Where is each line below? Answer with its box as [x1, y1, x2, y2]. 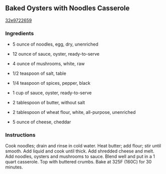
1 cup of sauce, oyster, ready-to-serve [12, 90, 92, 96]
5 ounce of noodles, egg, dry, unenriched [12, 41, 99, 47]
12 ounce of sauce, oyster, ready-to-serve [12, 51, 100, 57]
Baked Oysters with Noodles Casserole [5, 4, 130, 13]
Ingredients [5, 30, 34, 37]
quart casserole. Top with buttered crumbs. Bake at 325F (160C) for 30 [5, 159, 152, 165]
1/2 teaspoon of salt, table [12, 70, 67, 77]
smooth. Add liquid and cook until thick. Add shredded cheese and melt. [5, 148, 154, 154]
